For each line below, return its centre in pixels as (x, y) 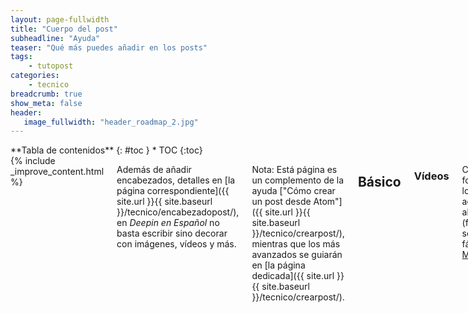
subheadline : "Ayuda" (55, 38)
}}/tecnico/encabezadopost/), (178, 212)
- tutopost (51, 66)
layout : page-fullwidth (60, 19)
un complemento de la (298, 180)
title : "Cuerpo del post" (64, 29)
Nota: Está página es (294, 170)
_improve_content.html (57, 172)
